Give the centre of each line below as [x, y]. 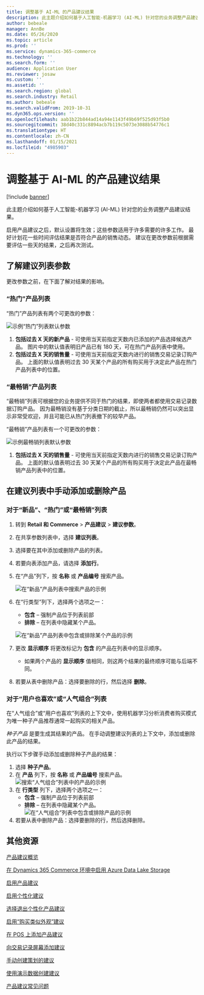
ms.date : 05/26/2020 [32, 35]
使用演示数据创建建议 [33, 973]
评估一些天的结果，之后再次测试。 [54, 245]
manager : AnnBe [25, 29]
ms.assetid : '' [25, 86]
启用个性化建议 [25, 895]
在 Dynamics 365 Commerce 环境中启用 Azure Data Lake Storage [88, 870]
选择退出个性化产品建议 [36, 908]
